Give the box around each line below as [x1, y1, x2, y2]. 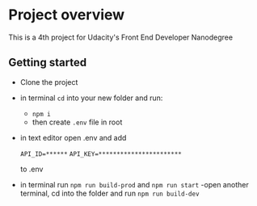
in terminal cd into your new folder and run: [19, 93, 163, 103]
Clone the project [19, 77, 78, 86]
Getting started [8, 56, 87, 69]
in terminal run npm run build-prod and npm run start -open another [19, 179, 249, 189]
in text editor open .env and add [19, 132, 127, 142]
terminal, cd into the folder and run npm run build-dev [19, 188, 200, 198]
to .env [19, 164, 44, 174]
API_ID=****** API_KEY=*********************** [19, 149, 182, 158]
